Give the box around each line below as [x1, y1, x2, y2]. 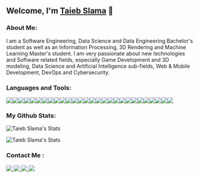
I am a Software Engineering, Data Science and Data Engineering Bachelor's [6, 37, 194, 44]
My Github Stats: [6, 111, 57, 119]
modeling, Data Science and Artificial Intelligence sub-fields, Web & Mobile [6, 62, 191, 69]
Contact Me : [6, 151, 45, 160]
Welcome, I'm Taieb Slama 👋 [6, 6, 114, 16]
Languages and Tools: [6, 84, 71, 92]
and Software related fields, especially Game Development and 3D [6, 56, 170, 63]
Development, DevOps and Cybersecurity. [6, 69, 110, 76]
